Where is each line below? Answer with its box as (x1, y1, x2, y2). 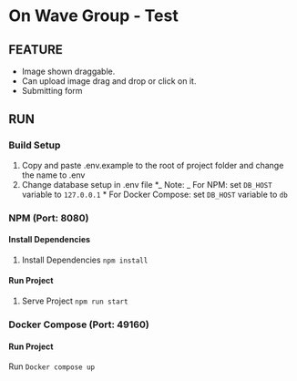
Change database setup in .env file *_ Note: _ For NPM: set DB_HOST (21, 179, 272, 190)
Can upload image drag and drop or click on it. (21, 76, 197, 87)
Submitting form (21, 86, 83, 96)
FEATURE (8, 42, 63, 57)
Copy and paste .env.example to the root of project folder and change (21, 160, 284, 170)
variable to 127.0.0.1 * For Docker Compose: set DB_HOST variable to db (21, 189, 288, 200)
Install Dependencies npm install (21, 254, 148, 265)
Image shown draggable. (21, 66, 116, 77)
